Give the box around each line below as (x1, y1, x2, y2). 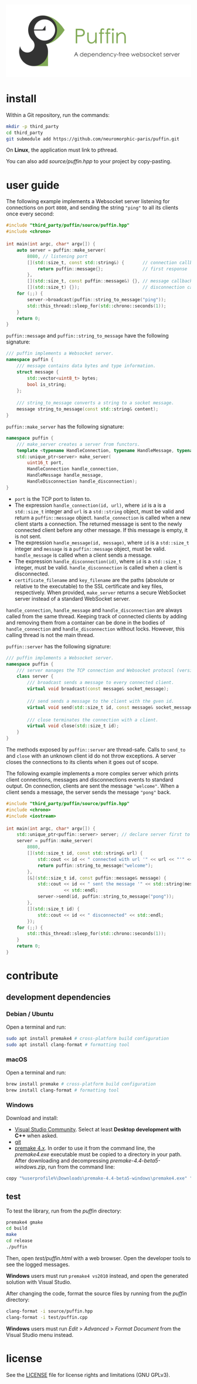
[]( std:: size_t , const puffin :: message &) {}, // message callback (27, 278, 193, 284)
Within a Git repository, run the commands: (6, 111, 110, 119)
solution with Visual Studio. (6, 1278, 72, 1285)
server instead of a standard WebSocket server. (14, 595, 130, 602)
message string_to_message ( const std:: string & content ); (16, 406, 159, 412)
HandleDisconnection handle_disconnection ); (27, 479, 138, 484)
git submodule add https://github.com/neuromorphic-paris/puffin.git (6, 136, 180, 142)
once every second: (6, 210, 55, 217)
